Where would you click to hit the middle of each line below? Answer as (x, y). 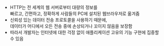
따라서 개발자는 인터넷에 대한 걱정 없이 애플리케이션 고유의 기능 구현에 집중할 (84, 32)
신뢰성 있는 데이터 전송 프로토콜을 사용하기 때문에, (58, 20)
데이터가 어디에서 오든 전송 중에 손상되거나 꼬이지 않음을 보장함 (71, 26)
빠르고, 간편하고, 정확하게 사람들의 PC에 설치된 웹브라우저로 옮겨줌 (75, 13)
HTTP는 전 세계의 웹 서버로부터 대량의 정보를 (54, 7)
